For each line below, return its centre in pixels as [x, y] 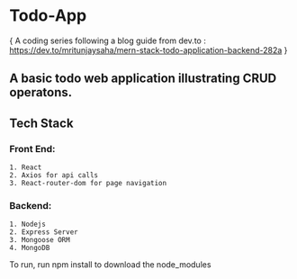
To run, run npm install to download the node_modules [110, 265]
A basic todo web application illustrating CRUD [143, 79]
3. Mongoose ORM [40, 240]
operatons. [41, 92]
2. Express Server [44, 232]
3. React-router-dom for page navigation [88, 184]
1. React [26, 167]
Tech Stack [41, 123]
